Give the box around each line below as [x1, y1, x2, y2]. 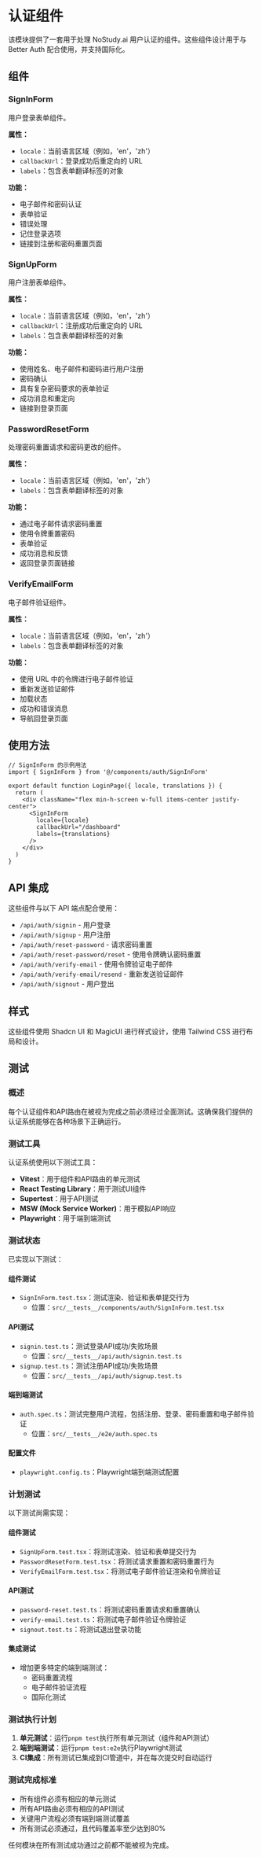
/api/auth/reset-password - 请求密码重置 [19, 940, 153, 949]
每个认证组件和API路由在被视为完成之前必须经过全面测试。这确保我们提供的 [8, 1107, 253, 1116]
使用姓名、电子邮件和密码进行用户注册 [19, 363, 144, 374]
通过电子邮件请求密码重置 [19, 519, 103, 529]
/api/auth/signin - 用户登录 [19, 920, 111, 930]
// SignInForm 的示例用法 [8, 761, 87, 769]
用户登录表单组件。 [8, 112, 71, 122]
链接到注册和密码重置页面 [19, 238, 103, 248]
